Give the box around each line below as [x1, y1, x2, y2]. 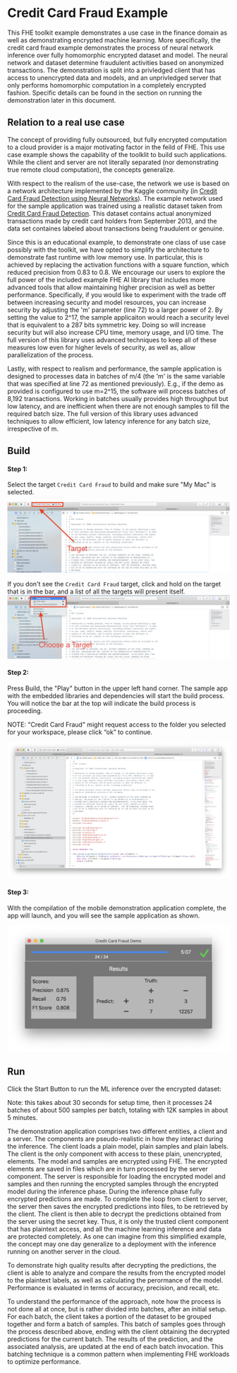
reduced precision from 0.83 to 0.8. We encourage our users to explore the [7, 267, 226, 277]
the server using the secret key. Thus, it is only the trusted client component [7, 1217, 229, 1225]
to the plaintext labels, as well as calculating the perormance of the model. [7, 1275, 224, 1285]
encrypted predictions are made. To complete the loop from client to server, [7, 1194, 228, 1203]
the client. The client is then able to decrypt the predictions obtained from [7, 1210, 222, 1218]
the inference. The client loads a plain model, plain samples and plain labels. [7, 1142, 229, 1150]
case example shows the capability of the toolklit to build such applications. [7, 150, 227, 158]
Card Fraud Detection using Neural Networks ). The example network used [7, 194, 224, 202]
